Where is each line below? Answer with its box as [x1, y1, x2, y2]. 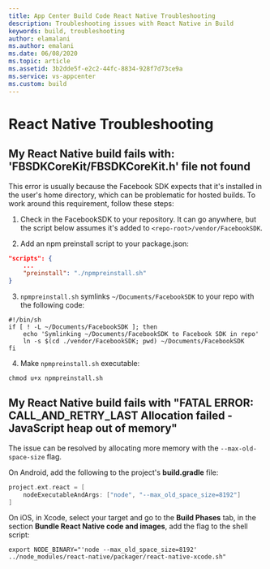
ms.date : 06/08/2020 [8, 50, 79, 58]
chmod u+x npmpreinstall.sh [8, 374, 104, 382]
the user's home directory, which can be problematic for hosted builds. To [8, 190, 256, 200]
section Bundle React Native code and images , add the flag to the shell [8, 521, 249, 532]
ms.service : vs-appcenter [8, 72, 96, 80]
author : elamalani [8, 34, 71, 43]
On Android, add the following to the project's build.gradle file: [8, 468, 219, 477]
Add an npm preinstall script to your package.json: [19, 239, 189, 248]
